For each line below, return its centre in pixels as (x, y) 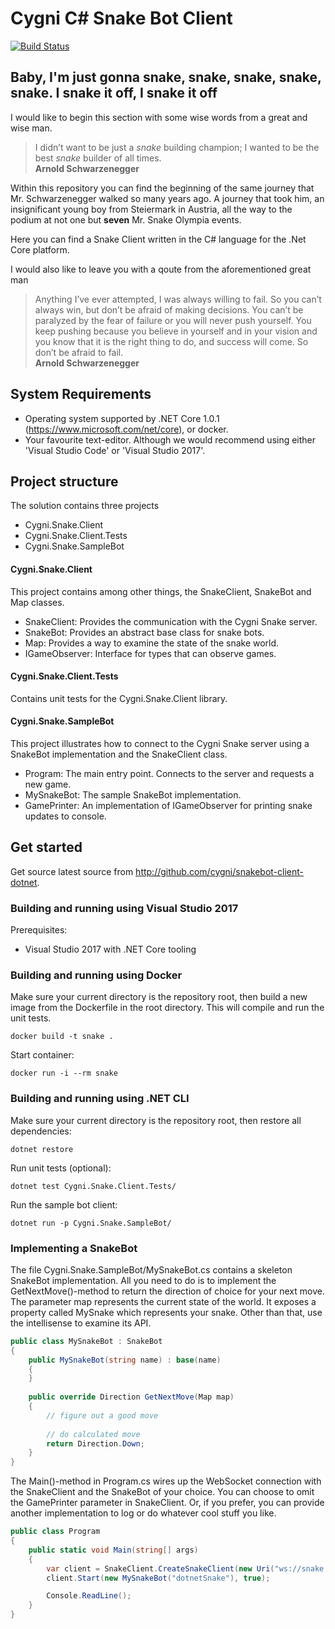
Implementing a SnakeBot (74, 1248)
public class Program (55, 1532)
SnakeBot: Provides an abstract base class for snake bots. (144, 632)
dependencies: (41, 1131)
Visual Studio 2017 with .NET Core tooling (110, 949)
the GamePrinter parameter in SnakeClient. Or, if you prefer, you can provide (167, 1503)
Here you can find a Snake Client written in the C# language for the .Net (158, 239)
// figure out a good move (102, 1415)
